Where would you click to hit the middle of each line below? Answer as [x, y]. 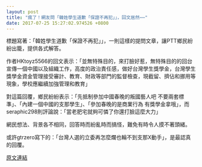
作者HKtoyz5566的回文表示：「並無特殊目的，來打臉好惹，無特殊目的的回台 [99, 61]
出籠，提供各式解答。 [38, 48]
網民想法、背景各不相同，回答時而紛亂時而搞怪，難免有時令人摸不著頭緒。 [98, 125]
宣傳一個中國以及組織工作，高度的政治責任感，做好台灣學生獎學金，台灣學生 [101, 69]
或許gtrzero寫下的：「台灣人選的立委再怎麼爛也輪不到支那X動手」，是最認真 [99, 137]
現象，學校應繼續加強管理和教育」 [48, 84]
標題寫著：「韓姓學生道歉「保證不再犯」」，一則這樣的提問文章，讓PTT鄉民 [97, 41]
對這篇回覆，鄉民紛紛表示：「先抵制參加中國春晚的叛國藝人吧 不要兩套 [93, 96]
